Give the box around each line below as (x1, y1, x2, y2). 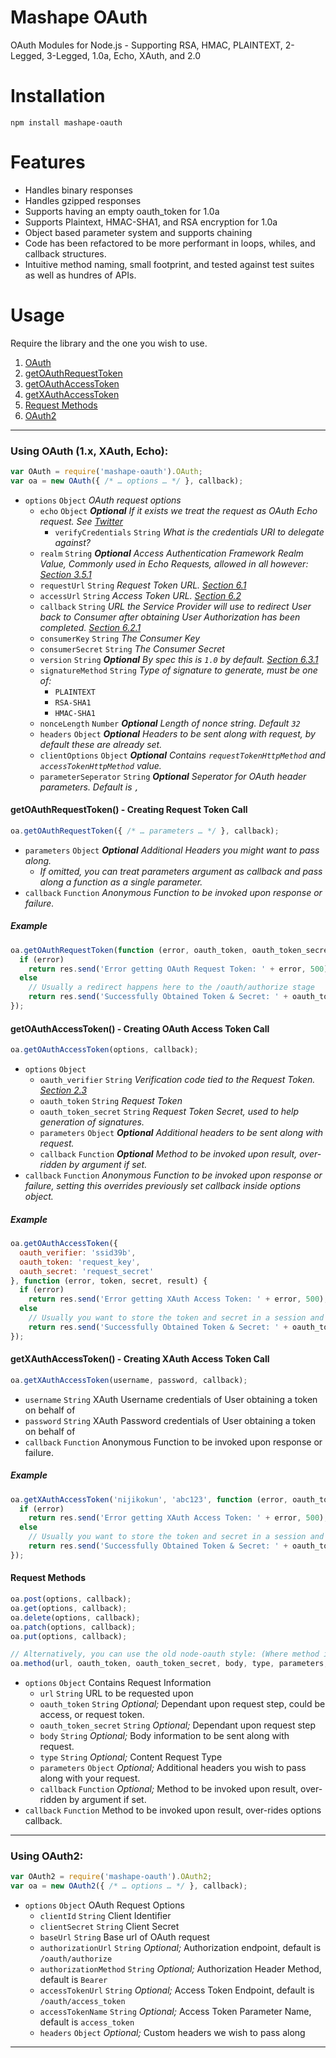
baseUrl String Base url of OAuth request (39, 1931, 210, 1943)
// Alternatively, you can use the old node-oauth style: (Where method (10, 1649, 320, 1660)
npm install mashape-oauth (10, 117, 123, 128)
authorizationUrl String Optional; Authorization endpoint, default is (39, 1942, 322, 1954)
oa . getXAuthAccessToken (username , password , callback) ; (10, 1375, 248, 1385)
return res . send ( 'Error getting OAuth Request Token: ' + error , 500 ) (28, 964, 329, 974)
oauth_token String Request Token (39, 1095, 183, 1107)
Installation (10, 85, 106, 108)
